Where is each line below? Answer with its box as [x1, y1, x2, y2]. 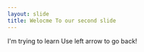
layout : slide [7, 10, 50, 18]
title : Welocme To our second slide [7, 17, 116, 24]
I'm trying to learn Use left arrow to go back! [7, 36, 138, 45]
